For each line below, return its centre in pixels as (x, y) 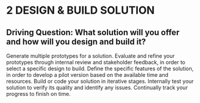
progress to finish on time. (39, 94)
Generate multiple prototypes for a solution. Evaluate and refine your (90, 56)
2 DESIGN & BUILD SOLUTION (81, 10)
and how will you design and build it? (76, 41)
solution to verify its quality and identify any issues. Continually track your (97, 88)
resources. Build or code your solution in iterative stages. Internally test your (100, 81)
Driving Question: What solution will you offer (93, 32)
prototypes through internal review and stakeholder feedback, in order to (96, 62)
